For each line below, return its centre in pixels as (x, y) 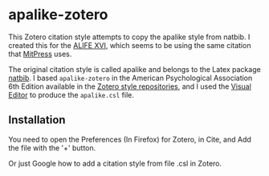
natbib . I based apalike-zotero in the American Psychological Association (130, 78)
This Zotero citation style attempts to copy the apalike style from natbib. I (129, 37)
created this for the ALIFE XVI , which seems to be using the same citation (130, 45)
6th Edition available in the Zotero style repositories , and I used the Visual (130, 86)
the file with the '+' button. (52, 148)
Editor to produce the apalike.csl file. (71, 94)
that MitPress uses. (40, 54)
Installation (37, 120)
